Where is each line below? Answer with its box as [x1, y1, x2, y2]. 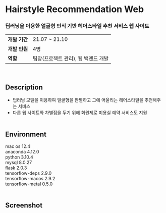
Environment [5, 130, 47, 138]
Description [5, 83, 43, 91]
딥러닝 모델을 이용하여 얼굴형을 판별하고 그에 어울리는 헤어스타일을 [12, 97, 144, 103]
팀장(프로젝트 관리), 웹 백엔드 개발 [32, 55, 109, 62]
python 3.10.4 [5, 154, 34, 160]
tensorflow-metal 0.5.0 [5, 181, 53, 187]
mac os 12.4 [5, 143, 31, 149]
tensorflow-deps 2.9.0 [5, 170, 52, 176]
